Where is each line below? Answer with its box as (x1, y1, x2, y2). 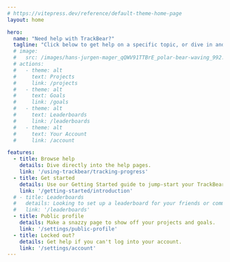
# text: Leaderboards (13, 112, 88, 118)
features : (7, 149, 36, 156)
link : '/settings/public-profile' (19, 225, 118, 233)
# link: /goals (13, 99, 69, 106)
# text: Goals (13, 92, 66, 99)
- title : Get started (13, 174, 75, 181)
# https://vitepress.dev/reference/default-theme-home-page (7, 10, 183, 17)
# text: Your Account (13, 131, 88, 137)
